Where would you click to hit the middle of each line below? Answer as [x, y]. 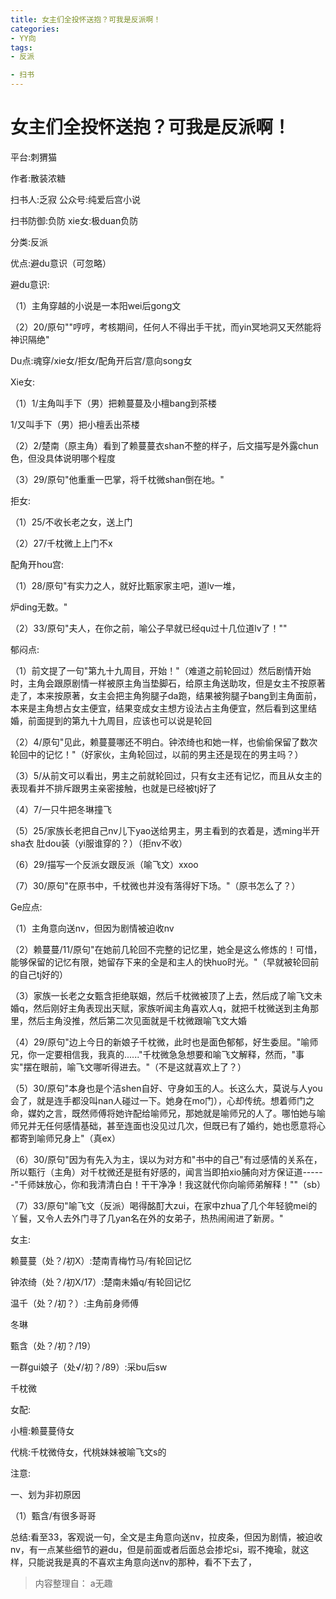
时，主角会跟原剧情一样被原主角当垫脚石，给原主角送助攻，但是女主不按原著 [168, 683]
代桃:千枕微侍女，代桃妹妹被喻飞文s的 [88, 1452]
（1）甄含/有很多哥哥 [53, 1515]
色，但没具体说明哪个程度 [63, 458]
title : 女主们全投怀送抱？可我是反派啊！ [86, 19]
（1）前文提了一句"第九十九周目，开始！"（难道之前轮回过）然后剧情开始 [161, 670]
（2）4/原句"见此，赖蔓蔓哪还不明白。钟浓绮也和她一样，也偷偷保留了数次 [164, 742]
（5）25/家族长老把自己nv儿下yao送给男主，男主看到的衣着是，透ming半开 [165, 830]
